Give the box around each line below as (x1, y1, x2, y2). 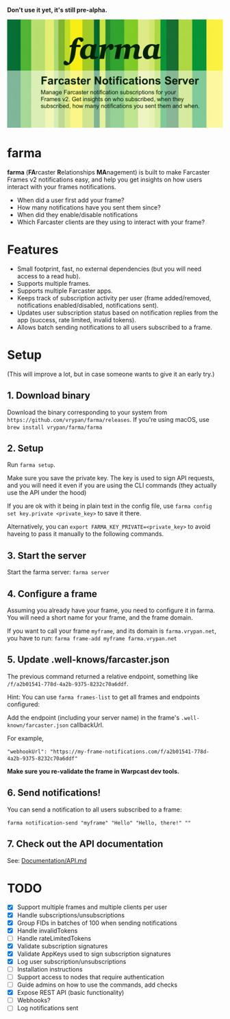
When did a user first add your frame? (16, 196, 125, 204)
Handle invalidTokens (16, 926, 78, 934)
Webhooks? (16, 996, 51, 1005)
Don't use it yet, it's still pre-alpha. (7, 6, 107, 14)
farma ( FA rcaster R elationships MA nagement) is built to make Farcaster (7, 168, 210, 176)
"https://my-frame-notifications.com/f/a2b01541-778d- (50, 748, 210, 755)
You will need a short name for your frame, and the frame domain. (7, 614, 193, 622)
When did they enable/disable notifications (16, 210, 138, 219)
